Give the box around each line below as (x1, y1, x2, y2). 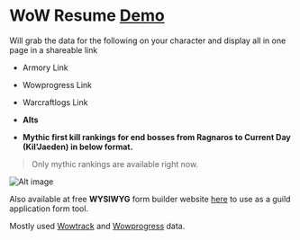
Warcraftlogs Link (22, 96, 88, 108)
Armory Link (22, 62, 69, 73)
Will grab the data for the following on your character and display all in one (9, 35, 286, 46)
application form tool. (9, 203, 88, 214)
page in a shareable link (9, 44, 98, 55)
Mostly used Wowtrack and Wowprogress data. (9, 220, 186, 231)
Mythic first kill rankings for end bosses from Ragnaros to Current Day (22, 131, 291, 142)
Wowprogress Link (22, 79, 93, 90)
